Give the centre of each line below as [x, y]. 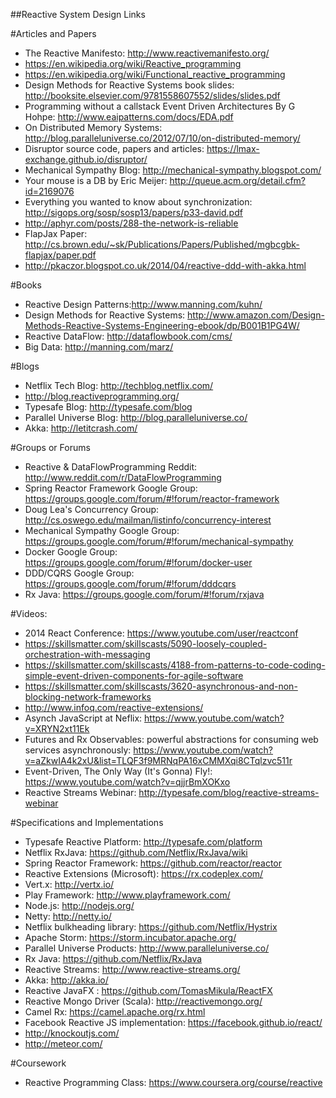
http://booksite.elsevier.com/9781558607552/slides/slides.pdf [152, 95]
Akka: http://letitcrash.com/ [81, 428]
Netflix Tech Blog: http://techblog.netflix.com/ [119, 385]
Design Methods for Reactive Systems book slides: [129, 85]
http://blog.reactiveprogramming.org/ [102, 396]
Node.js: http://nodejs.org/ [79, 905]
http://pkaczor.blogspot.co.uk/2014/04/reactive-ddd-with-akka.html [165, 265]
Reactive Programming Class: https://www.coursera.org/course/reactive [173, 1082]
